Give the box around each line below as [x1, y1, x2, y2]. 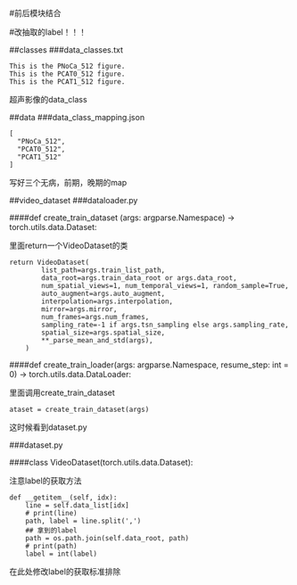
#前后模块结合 [9, 8, 62, 18]
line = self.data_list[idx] [25, 501, 129, 510]
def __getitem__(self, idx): [9, 493, 118, 502]
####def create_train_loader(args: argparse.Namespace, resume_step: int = [9, 359, 289, 370]
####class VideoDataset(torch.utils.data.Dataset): [9, 457, 194, 467]
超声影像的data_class [9, 95, 87, 104]
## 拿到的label [25, 526, 78, 535]
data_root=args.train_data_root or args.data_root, [41, 274, 238, 283]
